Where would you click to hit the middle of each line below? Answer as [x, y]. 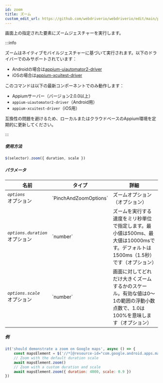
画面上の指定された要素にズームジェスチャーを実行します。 [64, 33]
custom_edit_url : [23, 19]
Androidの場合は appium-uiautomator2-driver [57, 69]
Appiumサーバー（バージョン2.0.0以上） [52, 96]
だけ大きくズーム [132, 279]
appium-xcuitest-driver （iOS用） [46, 108]
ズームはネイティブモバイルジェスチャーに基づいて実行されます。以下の [77, 53]
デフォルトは [137, 248]
